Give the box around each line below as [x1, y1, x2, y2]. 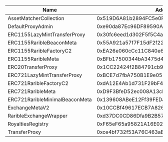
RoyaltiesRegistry [7, 120, 49, 127]
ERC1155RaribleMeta [7, 55, 59, 62]
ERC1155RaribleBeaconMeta [7, 39, 77, 46]
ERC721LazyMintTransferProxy [7, 72, 82, 78]
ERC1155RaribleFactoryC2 [7, 47, 72, 54]
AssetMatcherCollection [7, 15, 64, 21]
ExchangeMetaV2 [7, 104, 49, 111]
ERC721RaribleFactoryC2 [7, 80, 69, 86]
